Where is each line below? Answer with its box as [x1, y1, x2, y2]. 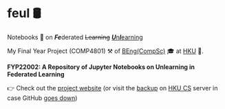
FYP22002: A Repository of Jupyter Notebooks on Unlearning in [7, 63, 195, 71]
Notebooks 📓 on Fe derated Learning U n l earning [7, 32, 143, 41]
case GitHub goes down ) [7, 94, 78, 102]
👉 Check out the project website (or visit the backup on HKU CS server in [7, 83, 218, 92]
